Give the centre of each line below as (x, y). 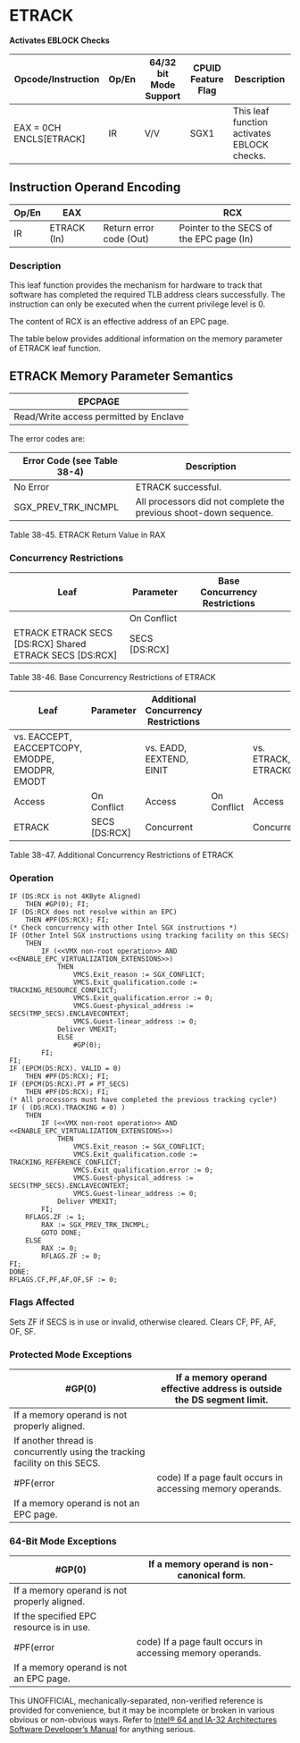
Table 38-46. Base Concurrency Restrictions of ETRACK (112, 678)
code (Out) (126, 239)
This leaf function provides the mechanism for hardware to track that (136, 285)
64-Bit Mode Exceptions (63, 1541)
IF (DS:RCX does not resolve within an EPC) (93, 913)
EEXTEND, (167, 759)
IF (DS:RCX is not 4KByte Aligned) (75, 897)
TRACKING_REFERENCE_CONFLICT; (66, 1163)
